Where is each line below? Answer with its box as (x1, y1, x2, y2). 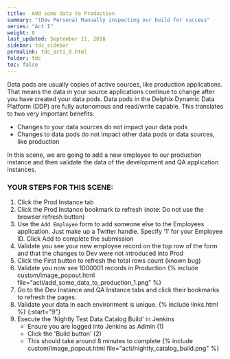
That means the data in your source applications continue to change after (7, 87, 215, 96)
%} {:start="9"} (16, 307, 61, 316)
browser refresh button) (16, 213, 85, 221)
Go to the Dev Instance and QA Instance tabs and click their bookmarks (16, 285, 220, 294)
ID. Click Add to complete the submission (16, 235, 134, 243)
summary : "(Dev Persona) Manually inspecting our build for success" (7, 17, 211, 23)
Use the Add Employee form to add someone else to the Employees (16, 219, 205, 228)
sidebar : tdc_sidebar (7, 42, 69, 49)
